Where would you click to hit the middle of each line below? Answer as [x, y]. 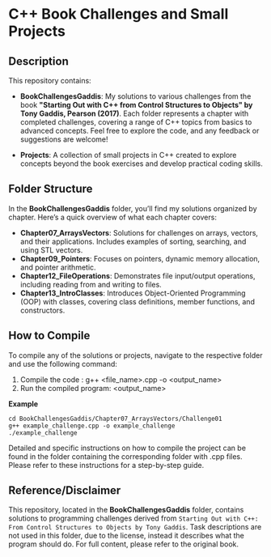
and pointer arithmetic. [58, 267]
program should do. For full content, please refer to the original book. [124, 544]
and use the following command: [63, 364]
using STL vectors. [51, 250]
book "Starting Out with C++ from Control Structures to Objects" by [136, 105]
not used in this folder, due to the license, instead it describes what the [126, 536]
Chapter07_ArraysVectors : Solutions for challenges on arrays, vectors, [139, 232]
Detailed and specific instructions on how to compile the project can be [127, 448]
